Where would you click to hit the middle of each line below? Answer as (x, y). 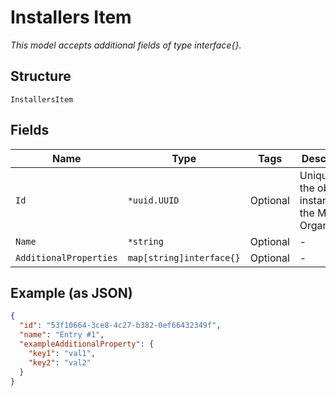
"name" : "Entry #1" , (62, 335)
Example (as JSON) (71, 292)
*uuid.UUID (153, 200)
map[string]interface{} (184, 257)
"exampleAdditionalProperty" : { (87, 344)
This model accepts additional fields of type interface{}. (126, 45)
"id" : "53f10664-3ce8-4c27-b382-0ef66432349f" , (120, 326)
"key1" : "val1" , (62, 353)
